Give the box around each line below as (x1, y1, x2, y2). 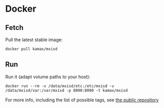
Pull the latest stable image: (5, 37, 63, 43)
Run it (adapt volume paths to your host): (5, 74, 91, 80)
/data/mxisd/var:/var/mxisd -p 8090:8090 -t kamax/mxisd (5, 88, 128, 93)
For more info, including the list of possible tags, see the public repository (5, 97, 159, 103)
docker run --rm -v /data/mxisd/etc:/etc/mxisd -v (5, 83, 114, 89)
